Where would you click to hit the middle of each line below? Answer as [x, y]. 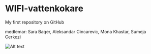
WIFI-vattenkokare [44, 9]
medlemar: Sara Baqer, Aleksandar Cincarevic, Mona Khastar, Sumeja [75, 31]
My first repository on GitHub [35, 22]
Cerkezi [13, 37]
